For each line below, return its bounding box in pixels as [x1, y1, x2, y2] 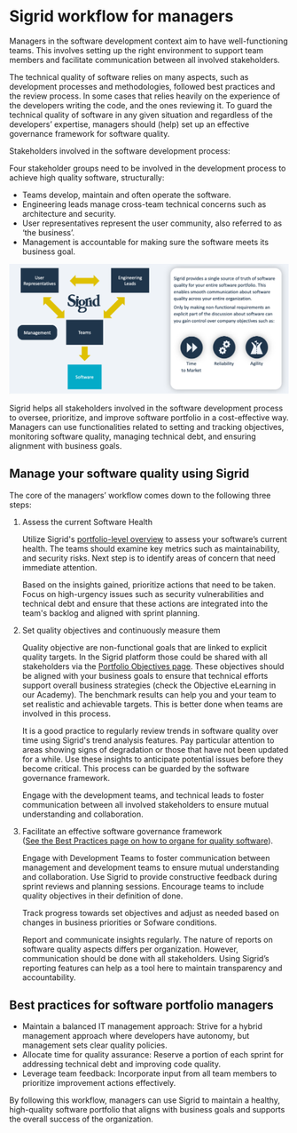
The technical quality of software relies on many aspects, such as [9, 71, 249, 82]
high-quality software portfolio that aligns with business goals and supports [9, 1105, 285, 1115]
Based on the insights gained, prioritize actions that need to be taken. [21, 579, 277, 590]
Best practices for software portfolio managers [9, 997, 274, 1012]
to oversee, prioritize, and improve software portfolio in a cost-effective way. [9, 411, 289, 423]
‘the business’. [21, 227, 75, 237]
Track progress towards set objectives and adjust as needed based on [21, 907, 279, 918]
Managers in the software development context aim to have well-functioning [9, 36, 288, 46]
